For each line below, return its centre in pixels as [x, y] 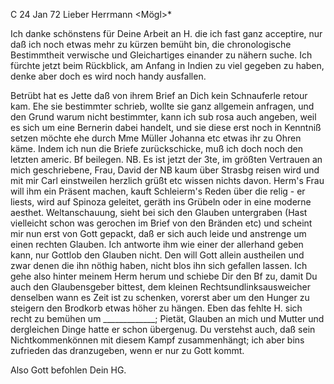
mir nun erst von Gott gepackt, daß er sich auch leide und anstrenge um [158, 233]
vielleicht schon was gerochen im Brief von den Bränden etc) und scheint [161, 223]
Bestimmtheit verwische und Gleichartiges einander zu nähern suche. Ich [161, 55]
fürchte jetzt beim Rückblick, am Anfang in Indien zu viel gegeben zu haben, [167, 65]
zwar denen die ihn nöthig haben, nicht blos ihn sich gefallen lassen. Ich [159, 265]
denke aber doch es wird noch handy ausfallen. [108, 76]
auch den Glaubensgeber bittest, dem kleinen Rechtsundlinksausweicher [160, 287]
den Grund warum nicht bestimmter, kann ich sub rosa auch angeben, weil [163, 117]
